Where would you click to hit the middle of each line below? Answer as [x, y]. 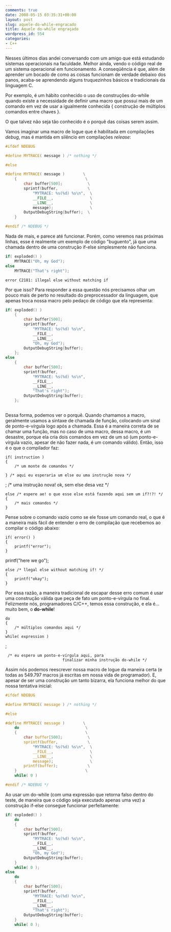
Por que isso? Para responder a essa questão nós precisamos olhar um [80, 289]
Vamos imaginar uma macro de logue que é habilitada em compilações [80, 131]
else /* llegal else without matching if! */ [54, 570]
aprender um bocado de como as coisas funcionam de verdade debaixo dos [86, 74]
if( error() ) [20, 537]
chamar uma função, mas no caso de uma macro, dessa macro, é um [78, 431]
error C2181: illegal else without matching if [57, 280]
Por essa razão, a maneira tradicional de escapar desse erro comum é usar [84, 593]
